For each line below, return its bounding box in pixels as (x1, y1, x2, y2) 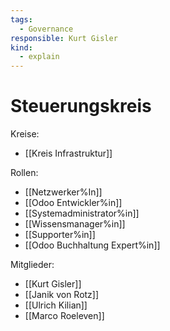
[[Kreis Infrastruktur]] (24, 147, 113, 160)
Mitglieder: (10, 259, 55, 271)
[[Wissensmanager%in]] (24, 218, 126, 230)
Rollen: (10, 167, 39, 179)
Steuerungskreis (10, 95, 152, 118)
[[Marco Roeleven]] (24, 310, 105, 322)
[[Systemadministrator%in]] (24, 207, 140, 220)
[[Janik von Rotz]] (24, 289, 100, 301)
